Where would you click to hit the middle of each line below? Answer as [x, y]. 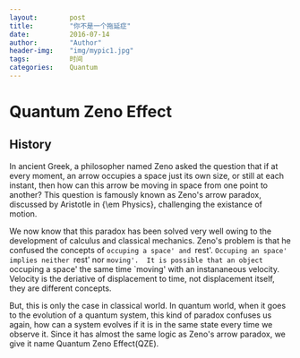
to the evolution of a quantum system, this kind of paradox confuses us [141, 315]
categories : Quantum [54, 68]
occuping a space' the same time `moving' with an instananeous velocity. [145, 268]
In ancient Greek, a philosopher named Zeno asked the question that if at [144, 166]
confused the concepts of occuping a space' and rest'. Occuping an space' [149, 250]
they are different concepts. [60, 288]
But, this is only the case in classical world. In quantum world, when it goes [148, 305]
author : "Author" [56, 43]
